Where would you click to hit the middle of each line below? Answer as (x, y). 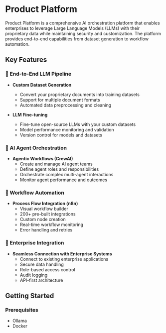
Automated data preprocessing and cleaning (66, 105)
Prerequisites (22, 310)
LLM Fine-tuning (30, 114)
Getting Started (30, 295)
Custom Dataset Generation (42, 85)
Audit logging (34, 275)
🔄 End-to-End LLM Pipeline (38, 74)
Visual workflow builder (44, 209)
